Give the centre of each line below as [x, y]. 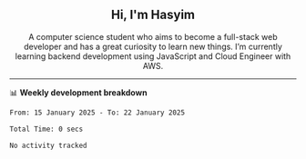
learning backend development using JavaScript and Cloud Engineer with [153, 56]
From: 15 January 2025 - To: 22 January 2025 [97, 113]
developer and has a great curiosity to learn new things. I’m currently [153, 46]
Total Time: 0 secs [46, 129]
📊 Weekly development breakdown [78, 92]
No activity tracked [49, 145]
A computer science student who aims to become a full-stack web [153, 36]
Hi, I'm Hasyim [153, 15]
